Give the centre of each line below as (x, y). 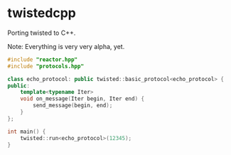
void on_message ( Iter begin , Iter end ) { (82, 99)
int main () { (27, 132)
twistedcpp (42, 13)
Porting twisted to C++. (42, 33)
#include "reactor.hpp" (43, 59)
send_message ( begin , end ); (73, 106)
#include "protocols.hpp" (45, 66)
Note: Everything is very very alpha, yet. (66, 46)
